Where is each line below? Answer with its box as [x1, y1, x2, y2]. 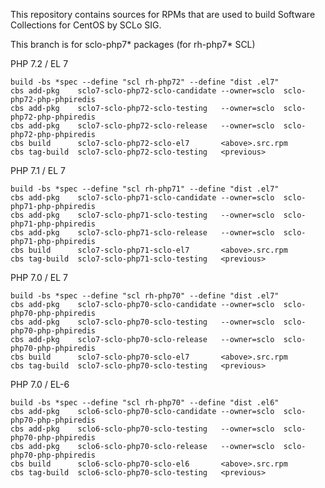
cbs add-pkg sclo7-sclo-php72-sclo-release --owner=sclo [10, 121, 275, 131]
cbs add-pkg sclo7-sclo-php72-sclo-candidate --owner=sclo [10, 86, 275, 96]
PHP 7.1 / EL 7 [10, 165, 67, 176]
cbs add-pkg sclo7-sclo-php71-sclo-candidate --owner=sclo [10, 193, 275, 203]
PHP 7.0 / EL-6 [10, 379, 70, 390]
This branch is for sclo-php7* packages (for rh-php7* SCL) [10, 39, 256, 50]
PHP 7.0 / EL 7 [10, 272, 69, 283]
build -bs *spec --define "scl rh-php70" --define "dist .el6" [10, 398, 280, 408]
